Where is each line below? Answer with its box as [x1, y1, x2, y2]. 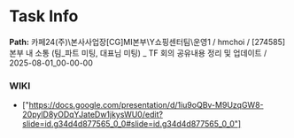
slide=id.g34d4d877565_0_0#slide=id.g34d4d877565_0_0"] [21, 119, 242, 129]
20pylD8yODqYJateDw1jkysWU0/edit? [21, 109, 164, 120]
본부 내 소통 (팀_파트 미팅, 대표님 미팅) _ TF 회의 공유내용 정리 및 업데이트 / [9, 47, 267, 58]
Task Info [9, 6, 79, 27]
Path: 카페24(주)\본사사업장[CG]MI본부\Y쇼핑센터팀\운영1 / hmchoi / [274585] [9, 36, 286, 47]
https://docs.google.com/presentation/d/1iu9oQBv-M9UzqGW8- [28, 100, 264, 111]
